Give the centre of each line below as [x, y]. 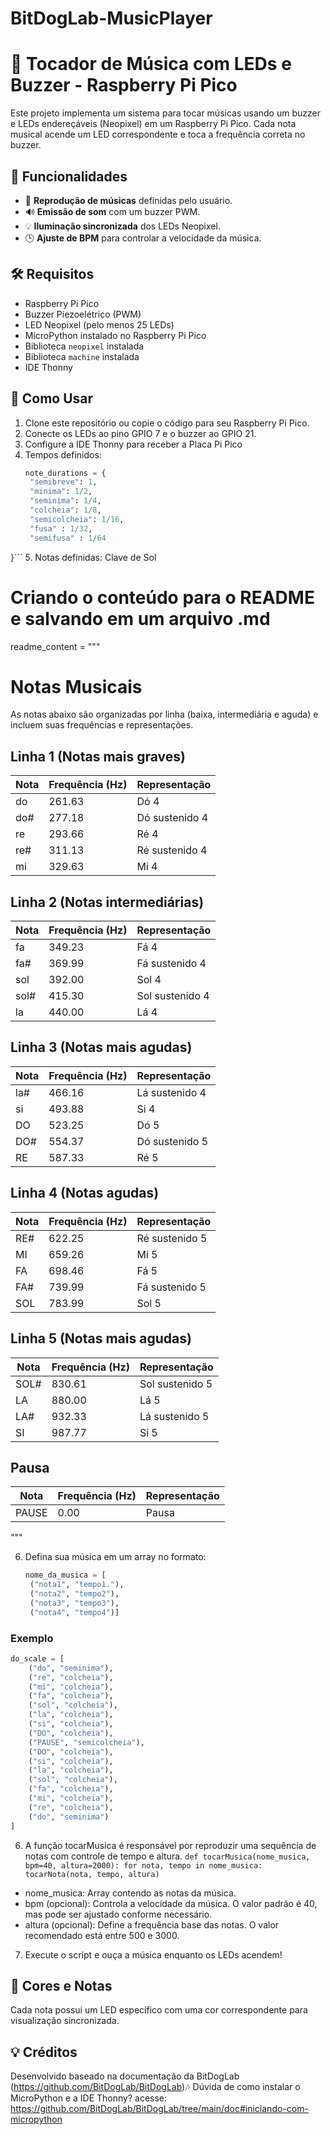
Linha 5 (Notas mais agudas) [101, 1338]
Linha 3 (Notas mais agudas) [101, 1047]
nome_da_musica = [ [65, 1575]
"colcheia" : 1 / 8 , [65, 510]
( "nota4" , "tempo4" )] [74, 1612]
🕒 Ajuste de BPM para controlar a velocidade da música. [143, 238]
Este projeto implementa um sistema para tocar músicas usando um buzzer [165, 113]
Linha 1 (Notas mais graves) [98, 756]
